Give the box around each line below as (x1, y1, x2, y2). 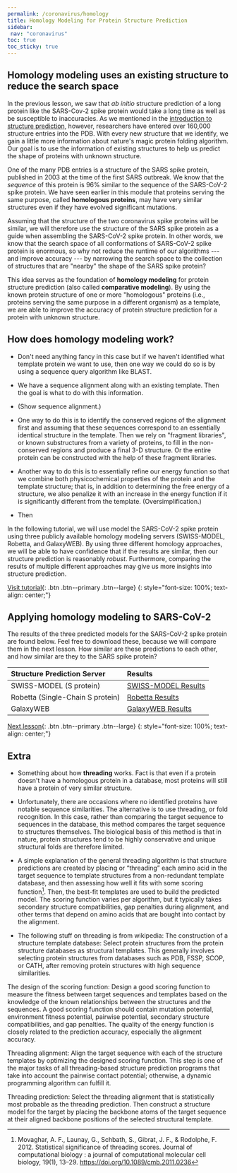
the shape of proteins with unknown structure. (7, 151, 142, 160)
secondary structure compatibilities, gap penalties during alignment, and (17, 902, 229, 911)
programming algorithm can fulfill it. (7, 1078, 111, 1087)
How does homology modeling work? (7, 334, 174, 346)
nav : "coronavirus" (10, 30, 68, 37)
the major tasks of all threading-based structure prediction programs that (7, 1063, 220, 1072)
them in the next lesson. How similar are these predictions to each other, (7, 644, 218, 654)
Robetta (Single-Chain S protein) (11, 692, 121, 702)
